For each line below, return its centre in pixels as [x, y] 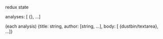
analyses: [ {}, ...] [23, 17]
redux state [17, 7]
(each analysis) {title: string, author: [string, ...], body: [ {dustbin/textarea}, [82, 26]
